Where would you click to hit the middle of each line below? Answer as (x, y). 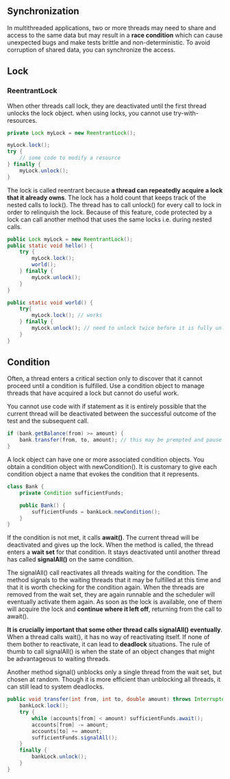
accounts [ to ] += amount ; (67, 731)
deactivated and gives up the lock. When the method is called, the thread (110, 545)
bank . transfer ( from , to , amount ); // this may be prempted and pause (121, 440)
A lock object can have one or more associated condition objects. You (106, 459)
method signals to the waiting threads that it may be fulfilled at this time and (114, 580)
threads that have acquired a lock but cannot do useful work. (93, 393)
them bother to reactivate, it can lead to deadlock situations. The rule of (109, 645)
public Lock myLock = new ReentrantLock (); (70, 239)
